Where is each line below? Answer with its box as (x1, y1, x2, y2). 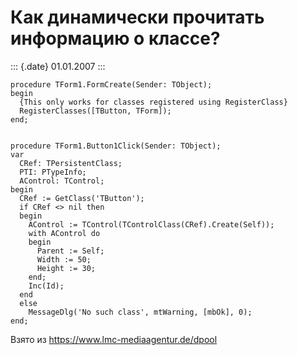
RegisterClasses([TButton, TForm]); (19, 106, 172, 116)
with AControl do (28, 228, 101, 238)
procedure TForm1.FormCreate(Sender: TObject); (10, 79, 213, 90)
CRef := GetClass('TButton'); (19, 193, 145, 203)
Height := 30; (36, 263, 97, 273)
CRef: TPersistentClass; (19, 158, 123, 168)
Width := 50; (36, 254, 92, 265)
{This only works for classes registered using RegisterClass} (19, 97, 288, 107)
